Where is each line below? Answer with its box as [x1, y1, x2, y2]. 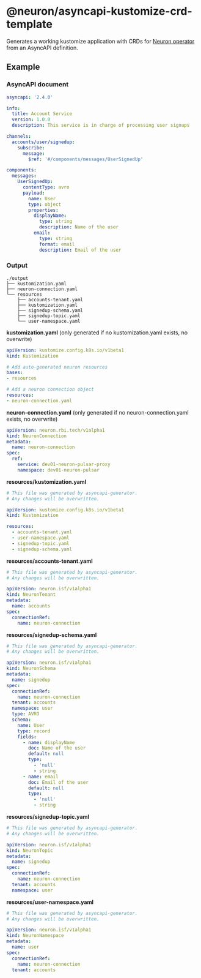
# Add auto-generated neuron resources [6, 364, 108, 370]
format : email [38, 241, 75, 247]
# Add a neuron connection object [6, 386, 95, 393]
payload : [22, 190, 45, 196]
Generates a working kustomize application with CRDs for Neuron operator [6, 37, 195, 45]
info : [6, 105, 20, 111]
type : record [17, 728, 51, 734]
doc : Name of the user [28, 745, 86, 751]
